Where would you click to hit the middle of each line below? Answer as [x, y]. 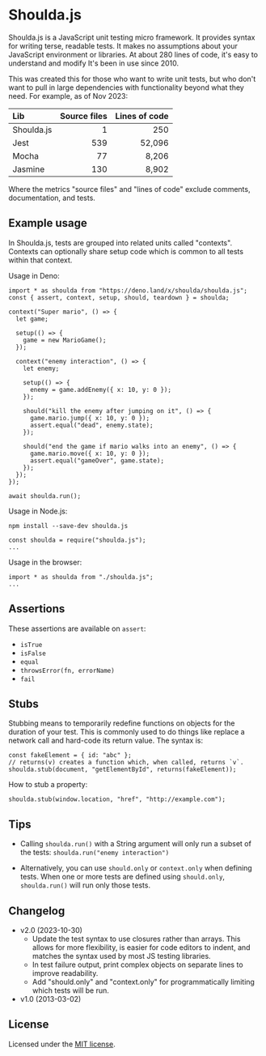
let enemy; [41, 368]
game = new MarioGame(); [65, 340]
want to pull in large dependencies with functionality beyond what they [126, 87]
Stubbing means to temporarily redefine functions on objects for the [122, 723]
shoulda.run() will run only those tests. [85, 885]
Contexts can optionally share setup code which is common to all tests [126, 251]
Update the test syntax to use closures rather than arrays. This [136, 939]
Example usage [48, 223]
